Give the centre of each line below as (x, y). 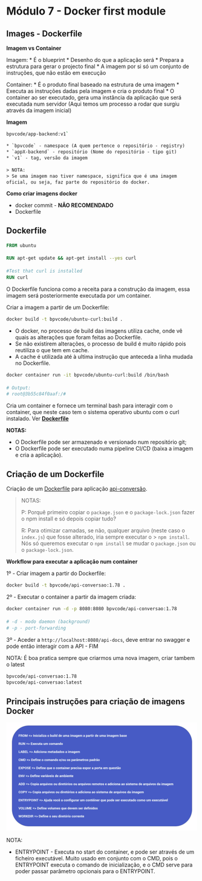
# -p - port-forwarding (36, 628)
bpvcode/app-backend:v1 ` (37, 134)
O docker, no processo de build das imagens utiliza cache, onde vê (99, 331)
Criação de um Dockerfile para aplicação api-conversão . (77, 489)
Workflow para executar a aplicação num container (72, 562)
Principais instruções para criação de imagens (96, 702)
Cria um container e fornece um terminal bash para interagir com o (90, 406)
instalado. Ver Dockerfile (37, 419)
